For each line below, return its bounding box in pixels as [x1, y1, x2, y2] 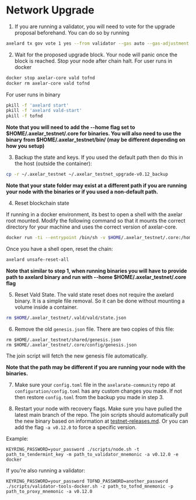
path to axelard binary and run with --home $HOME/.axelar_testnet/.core [6, 273, 187, 280]
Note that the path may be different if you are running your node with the [6, 363, 185, 370]
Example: [6, 435, 29, 442]
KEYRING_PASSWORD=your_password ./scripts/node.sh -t [6, 446, 140, 452]
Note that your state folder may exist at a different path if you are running [6, 182, 187, 189]
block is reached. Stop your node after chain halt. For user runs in [14, 57, 173, 64]
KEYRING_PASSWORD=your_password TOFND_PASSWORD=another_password [6, 478, 168, 484]
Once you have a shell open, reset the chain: [6, 245, 113, 252]
